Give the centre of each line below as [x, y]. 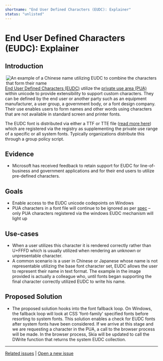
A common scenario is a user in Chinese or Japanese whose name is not [85, 261]
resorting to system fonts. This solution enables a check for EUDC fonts [83, 319]
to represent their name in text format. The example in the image [76, 271]
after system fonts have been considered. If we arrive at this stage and [83, 324]
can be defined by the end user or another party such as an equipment [76, 98]
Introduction [24, 66]
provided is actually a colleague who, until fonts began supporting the [82, 276]
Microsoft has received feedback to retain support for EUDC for [75, 166]
